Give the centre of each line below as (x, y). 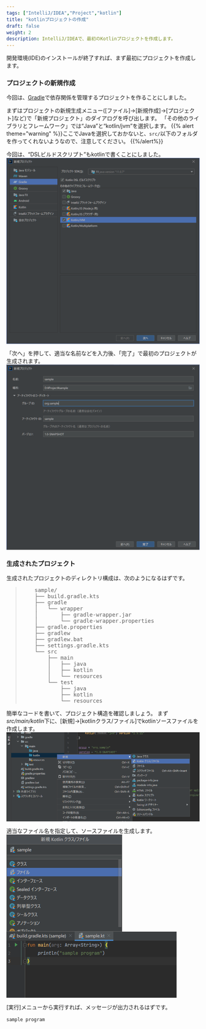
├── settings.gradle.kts (72, 645)
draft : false (23, 26)
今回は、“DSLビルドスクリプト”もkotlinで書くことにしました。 (85, 154)
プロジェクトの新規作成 (41, 83)
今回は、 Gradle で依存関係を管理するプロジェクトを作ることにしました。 (98, 98)
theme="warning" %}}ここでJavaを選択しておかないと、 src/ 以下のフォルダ (102, 134)
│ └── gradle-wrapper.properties (94, 621)
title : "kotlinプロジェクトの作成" (48, 19)
